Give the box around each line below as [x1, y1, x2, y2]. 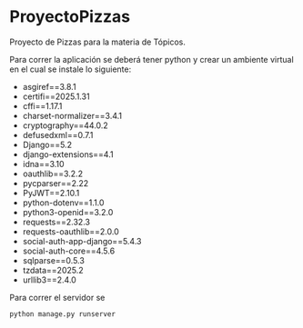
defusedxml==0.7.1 [22, 129, 94, 140]
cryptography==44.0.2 [22, 120, 109, 131]
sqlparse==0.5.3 [22, 254, 85, 265]
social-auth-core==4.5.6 [22, 245, 116, 256]
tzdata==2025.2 [22, 264, 84, 275]
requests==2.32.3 [22, 216, 91, 227]
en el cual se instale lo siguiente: [9, 64, 132, 75]
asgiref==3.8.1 [22, 81, 76, 92]
